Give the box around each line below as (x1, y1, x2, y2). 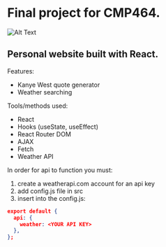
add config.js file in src (17, 187, 84, 195)
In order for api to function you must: (7, 166, 113, 174)
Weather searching (17, 87, 73, 96)
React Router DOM (17, 129, 72, 138)
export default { (7, 208, 58, 215)
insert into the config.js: (17, 194, 86, 202)
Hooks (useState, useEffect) (17, 122, 99, 131)
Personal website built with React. (7, 48, 159, 60)
